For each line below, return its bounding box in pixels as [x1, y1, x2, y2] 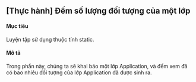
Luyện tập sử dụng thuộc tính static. [6, 36, 94, 43]
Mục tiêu [6, 22, 29, 30]
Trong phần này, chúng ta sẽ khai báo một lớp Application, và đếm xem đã [6, 62, 188, 70]
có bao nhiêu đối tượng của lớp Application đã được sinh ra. [6, 69, 153, 76]
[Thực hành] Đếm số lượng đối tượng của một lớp [6, 6, 191, 16]
